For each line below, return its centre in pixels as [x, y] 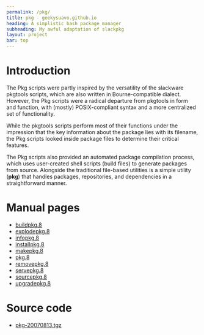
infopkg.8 [27, 238]
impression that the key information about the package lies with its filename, [102, 132]
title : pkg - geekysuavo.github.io [52, 18]
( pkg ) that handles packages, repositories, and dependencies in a [89, 176]
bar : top [17, 40]
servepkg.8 [29, 270]
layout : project [27, 35]
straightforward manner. [37, 183]
